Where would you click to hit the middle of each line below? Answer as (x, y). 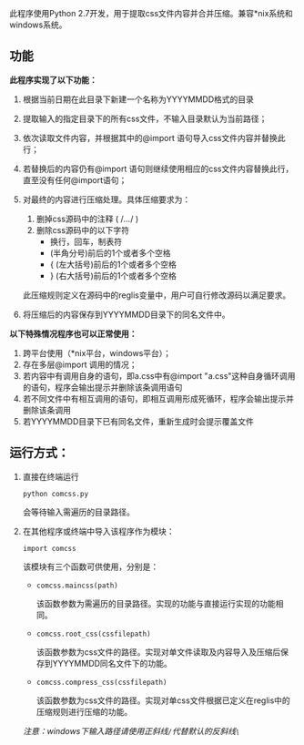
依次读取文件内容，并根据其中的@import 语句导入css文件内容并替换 (150, 138)
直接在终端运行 (51, 476)
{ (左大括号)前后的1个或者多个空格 (113, 264)
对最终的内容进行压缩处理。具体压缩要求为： (106, 199)
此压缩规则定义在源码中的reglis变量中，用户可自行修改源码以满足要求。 (157, 295)
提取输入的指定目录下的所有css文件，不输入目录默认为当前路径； (145, 118)
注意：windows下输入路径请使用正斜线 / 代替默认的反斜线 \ (131, 730)
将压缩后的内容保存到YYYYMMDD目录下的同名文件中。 (126, 314)
